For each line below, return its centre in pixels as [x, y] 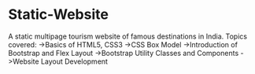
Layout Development [74, 61]
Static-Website [58, 15]
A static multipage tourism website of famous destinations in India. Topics [128, 36]
